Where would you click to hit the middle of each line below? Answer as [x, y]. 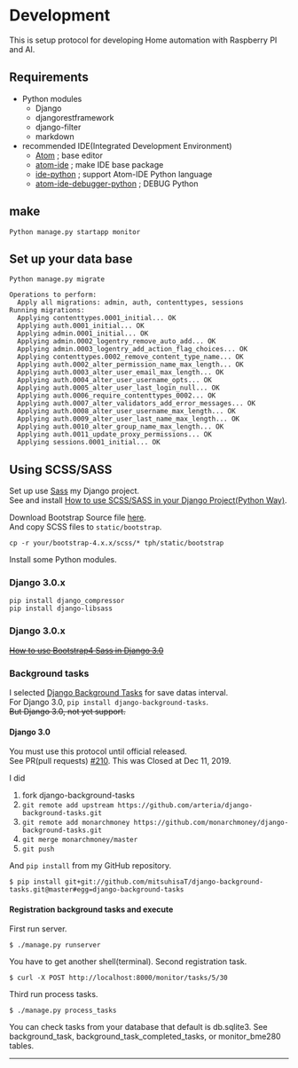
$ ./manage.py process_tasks [63, 1011]
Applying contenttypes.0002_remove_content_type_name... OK [130, 357]
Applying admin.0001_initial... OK [83, 334]
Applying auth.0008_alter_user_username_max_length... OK [127, 412]
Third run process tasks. [54, 994]
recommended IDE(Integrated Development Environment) [127, 145]
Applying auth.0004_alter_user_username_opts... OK [115, 381]
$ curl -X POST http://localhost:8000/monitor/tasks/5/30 [118, 978]
